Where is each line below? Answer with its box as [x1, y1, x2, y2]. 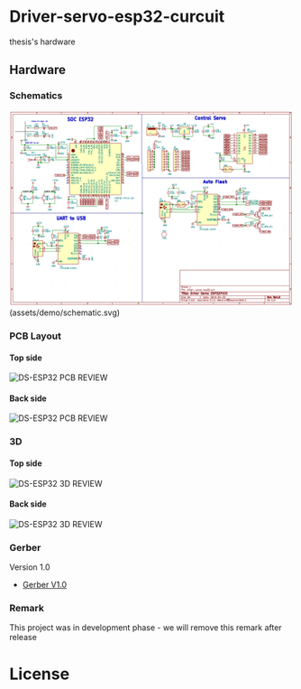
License [9, 664, 70, 684]
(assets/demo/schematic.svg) [9, 307, 120, 318]
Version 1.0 [9, 562, 50, 573]
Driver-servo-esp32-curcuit [9, 6, 225, 27]
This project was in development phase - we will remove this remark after [9, 622, 282, 633]
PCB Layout [9, 330, 61, 342]
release [9, 632, 38, 643]
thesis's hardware [9, 36, 76, 47]
